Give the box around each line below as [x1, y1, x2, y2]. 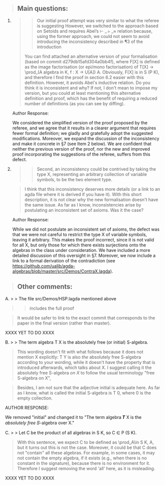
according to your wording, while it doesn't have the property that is [17, 359, 156, 365]
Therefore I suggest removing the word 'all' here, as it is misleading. [17, 465, 155, 471]
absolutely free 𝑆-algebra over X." [5, 420, 75, 426]
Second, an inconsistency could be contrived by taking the [36, 166, 156, 172]
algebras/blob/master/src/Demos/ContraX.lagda [12, 268, 111, 274]
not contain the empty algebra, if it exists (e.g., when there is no [17, 455, 147, 461]
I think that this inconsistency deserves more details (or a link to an [24, 186, 161, 192]
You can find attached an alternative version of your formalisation [24, 53, 158, 59]
